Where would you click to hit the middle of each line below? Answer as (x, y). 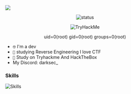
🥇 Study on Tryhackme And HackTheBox (55, 57)
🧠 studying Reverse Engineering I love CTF (57, 52)
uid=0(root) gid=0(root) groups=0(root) (85, 37)
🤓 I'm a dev (24, 46)
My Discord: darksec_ (35, 63)
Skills (12, 75)
